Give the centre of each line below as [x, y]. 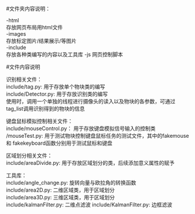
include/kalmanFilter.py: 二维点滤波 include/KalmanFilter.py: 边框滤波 [89, 205]
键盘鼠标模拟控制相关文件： [40, 121]
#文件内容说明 [23, 67]
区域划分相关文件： [29, 155]
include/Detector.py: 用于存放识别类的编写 [57, 94]
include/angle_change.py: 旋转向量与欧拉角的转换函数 [71, 183]
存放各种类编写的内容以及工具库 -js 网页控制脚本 [65, 54]
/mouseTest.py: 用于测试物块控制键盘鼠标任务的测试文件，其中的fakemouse [97, 136]
